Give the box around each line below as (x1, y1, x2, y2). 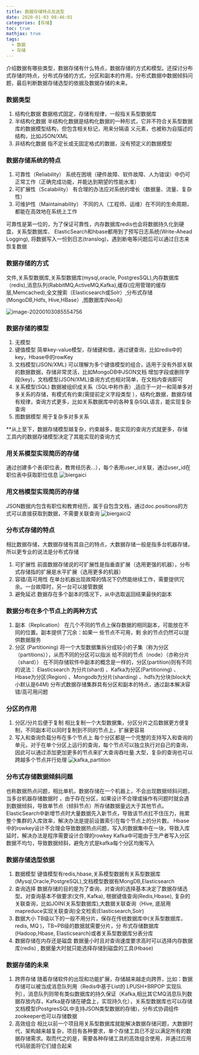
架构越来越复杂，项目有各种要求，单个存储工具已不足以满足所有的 (25, 1028, 187, 1035)
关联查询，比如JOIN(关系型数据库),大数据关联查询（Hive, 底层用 (14, 900, 171, 907)
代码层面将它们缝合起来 (14, 1043, 72, 1050)
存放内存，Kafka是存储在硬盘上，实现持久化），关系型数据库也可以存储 (20, 998, 192, 1005)
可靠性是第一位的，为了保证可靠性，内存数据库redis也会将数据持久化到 (6, 221, 179, 228)
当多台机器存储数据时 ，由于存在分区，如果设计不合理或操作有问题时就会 (6, 795, 184, 802)
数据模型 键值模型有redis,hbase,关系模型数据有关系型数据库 (14, 870, 161, 877)
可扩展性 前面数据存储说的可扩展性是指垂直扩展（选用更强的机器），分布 (14, 560, 191, 568)
